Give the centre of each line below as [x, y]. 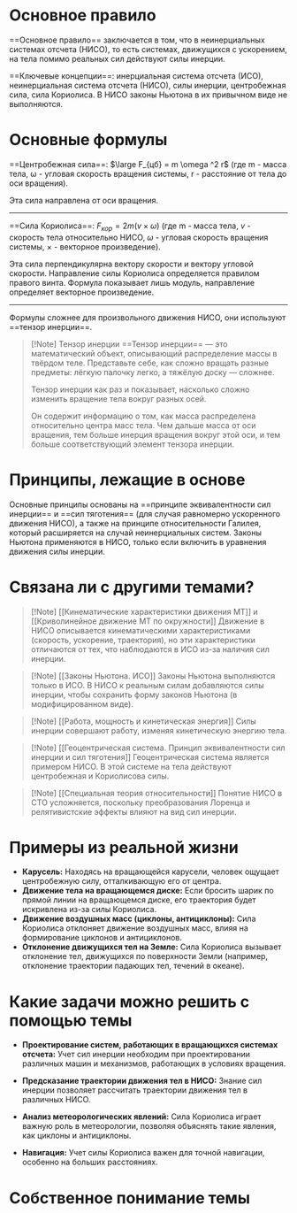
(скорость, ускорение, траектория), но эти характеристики [143, 640]
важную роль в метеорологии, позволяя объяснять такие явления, [149, 1126]
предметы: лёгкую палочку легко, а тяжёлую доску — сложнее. [152, 372]
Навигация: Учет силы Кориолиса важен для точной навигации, [143, 1153]
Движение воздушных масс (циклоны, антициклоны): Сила [139, 919]
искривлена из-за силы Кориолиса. [89, 910]
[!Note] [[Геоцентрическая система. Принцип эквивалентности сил [158, 748]
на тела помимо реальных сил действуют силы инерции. [117, 58]
